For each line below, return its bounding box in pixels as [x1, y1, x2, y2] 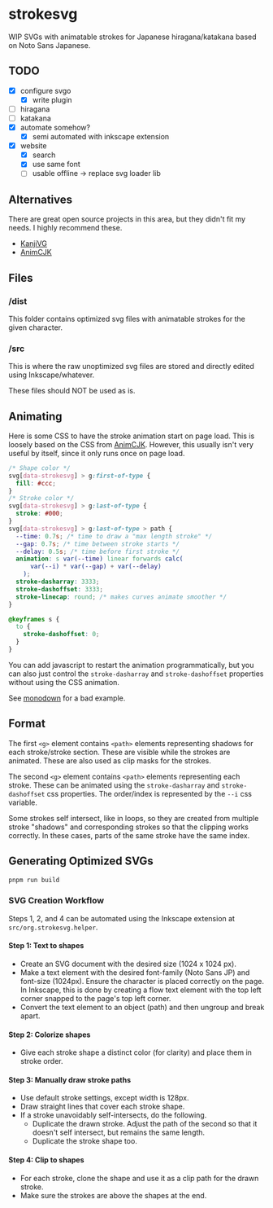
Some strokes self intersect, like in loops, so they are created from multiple [8, 813, 259, 823]
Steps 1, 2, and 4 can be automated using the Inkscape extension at [8, 913, 236, 923]
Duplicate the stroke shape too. [32, 1136, 138, 1146]
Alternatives [8, 192, 73, 206]
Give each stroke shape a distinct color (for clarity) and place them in [19, 1048, 252, 1057]
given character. [8, 323, 63, 332]
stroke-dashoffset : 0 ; [23, 630, 100, 639]
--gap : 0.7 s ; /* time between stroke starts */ [15, 539, 180, 548]
